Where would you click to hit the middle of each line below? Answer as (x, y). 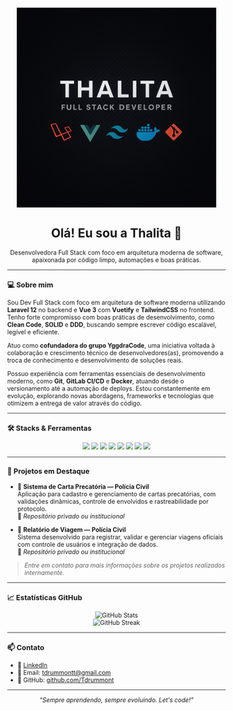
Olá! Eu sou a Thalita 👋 (116, 233)
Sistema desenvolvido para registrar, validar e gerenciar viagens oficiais (120, 537)
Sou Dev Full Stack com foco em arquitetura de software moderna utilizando (116, 302)
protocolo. (32, 509)
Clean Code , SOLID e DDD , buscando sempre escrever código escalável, (112, 325)
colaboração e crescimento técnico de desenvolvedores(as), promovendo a (115, 353)
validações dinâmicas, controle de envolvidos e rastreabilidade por (113, 501)
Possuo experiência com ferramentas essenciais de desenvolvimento (106, 374)
